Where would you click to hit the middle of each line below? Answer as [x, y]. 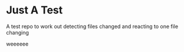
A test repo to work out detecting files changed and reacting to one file [92, 26]
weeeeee [17, 44]
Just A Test [34, 10]
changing [18, 32]
